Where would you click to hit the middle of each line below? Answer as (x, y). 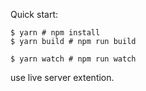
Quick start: (34, 14)
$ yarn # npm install (55, 33)
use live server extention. (62, 77)
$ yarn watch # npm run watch (73, 59)
